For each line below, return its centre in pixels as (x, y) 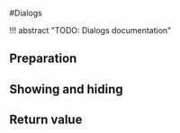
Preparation (43, 59)
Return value (46, 120)
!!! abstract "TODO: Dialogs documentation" (90, 30)
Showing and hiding (66, 89)
